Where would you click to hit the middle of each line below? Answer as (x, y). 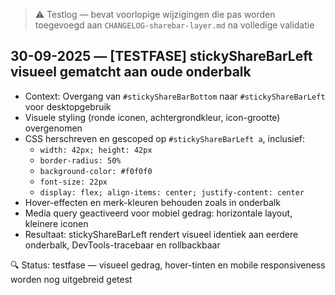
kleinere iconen (56, 223)
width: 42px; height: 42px (96, 150)
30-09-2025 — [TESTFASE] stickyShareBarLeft (161, 56)
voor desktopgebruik (68, 106)
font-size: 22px (73, 182)
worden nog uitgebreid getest (71, 279)
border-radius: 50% (80, 160)
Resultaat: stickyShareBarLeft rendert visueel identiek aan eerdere (161, 234)
